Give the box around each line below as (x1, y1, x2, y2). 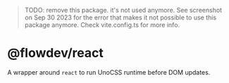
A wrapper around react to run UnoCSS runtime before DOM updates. (7, 68, 211, 76)
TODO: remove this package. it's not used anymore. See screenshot (24, 6, 223, 14)
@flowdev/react (7, 45, 104, 61)
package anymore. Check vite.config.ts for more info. (24, 21, 180, 29)
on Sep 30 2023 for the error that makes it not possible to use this (24, 13, 217, 22)
